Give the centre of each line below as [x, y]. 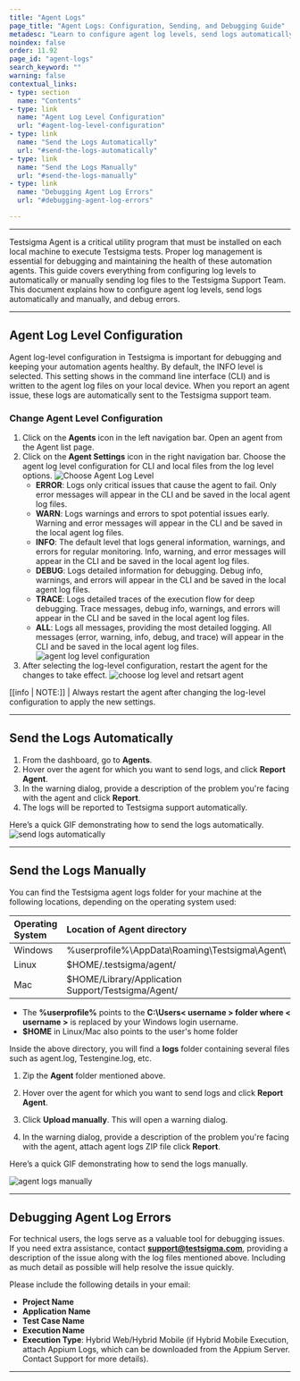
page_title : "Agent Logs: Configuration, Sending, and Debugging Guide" [147, 26]
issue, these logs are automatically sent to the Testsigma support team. [141, 395]
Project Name [48, 1302]
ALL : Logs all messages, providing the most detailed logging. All [154, 627]
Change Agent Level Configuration [86, 418]
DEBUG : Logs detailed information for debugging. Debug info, [149, 570]
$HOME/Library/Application [125, 979]
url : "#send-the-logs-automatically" [87, 150]
